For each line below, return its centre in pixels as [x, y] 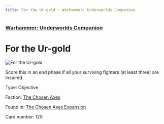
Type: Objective [22, 88]
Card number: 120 [24, 117]
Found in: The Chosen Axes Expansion [46, 107]
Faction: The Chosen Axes [33, 97]
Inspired [14, 78]
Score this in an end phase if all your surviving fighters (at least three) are [82, 72]
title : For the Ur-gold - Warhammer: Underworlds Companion [70, 10]
